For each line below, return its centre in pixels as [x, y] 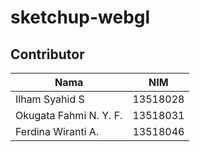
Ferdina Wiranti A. [57, 131]
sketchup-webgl [80, 17]
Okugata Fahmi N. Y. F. [69, 115]
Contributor [47, 54]
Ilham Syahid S [50, 99]
